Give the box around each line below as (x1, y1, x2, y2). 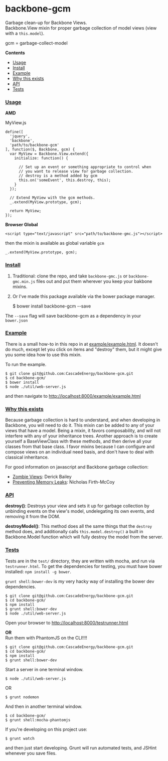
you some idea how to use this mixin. (5, 352, 82, 358)
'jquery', (10, 134, 30, 139)
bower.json (5, 318, 28, 323)
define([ (5, 129, 24, 134)
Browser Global (5, 222, 38, 228)
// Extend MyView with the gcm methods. (10, 195, 95, 201)
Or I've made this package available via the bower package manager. (12, 293, 155, 299)
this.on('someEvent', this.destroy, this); (18, 178, 111, 183)
